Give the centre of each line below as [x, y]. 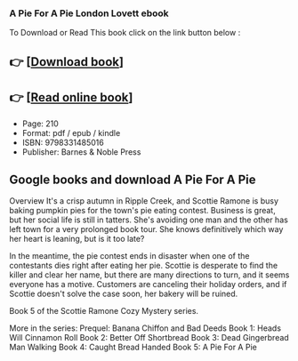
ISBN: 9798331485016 [63, 142]
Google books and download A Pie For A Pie [133, 179]
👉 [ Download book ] [67, 62]
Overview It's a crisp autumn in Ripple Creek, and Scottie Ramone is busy [144, 201]
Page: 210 [40, 124]
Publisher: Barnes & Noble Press [81, 152]
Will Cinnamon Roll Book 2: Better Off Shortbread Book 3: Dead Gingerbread [149, 338]
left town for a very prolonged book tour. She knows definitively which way [146, 229]
